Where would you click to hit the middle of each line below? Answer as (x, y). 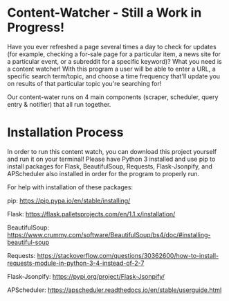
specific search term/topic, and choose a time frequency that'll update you (113, 76)
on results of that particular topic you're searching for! (84, 83)
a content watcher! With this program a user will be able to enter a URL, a (111, 69)
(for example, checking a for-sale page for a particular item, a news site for (114, 54)
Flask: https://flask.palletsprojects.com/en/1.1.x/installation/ (91, 214)
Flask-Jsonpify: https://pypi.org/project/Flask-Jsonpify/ (86, 276)
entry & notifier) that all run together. (59, 104)
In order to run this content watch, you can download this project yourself (112, 151)
